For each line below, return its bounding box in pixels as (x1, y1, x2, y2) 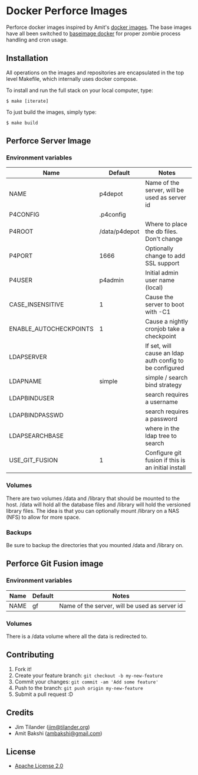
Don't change (145, 235, 183, 243)
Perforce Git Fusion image (6, 559, 104, 569)
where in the (145, 424, 180, 433)
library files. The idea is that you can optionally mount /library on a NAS (6, 507, 180, 514)
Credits (6, 708, 34, 718)
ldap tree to (145, 432, 177, 440)
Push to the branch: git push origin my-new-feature (14, 684, 143, 691)
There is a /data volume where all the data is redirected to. (6, 633, 148, 640)
